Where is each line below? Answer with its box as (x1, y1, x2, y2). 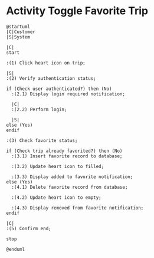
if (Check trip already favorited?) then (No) (6, 148, 123, 154)
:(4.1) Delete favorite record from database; (11, 184, 128, 190)
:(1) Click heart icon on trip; (6, 60, 86, 66)
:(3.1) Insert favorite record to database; (11, 153, 123, 159)
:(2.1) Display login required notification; (11, 91, 126, 97)
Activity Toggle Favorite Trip (6, 4, 149, 18)
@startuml (6, 24, 31, 30)
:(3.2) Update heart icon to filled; (11, 163, 104, 169)
